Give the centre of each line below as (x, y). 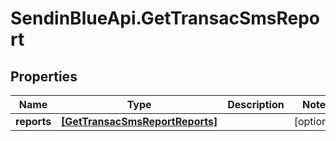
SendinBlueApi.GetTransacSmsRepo (165, 18)
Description (256, 104)
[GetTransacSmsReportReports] (139, 121)
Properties (44, 76)
